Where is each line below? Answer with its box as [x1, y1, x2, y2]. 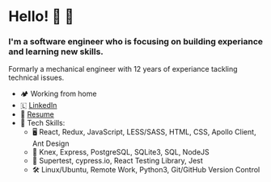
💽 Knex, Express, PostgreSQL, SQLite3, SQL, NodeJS [32, 147, 210, 157]
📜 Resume [19, 110, 54, 119]
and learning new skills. [8, 46, 104, 57]
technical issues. [8, 72, 65, 83]
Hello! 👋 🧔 [8, 7, 74, 26]
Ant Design [32, 139, 70, 148]
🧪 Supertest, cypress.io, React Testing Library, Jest [32, 156, 204, 166]
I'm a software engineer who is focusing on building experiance [8, 36, 264, 48]
